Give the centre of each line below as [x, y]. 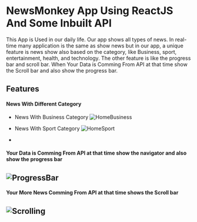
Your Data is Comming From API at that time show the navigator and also [96, 153]
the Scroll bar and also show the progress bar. [62, 70]
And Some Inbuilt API [59, 23]
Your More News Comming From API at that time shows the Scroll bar [92, 193]
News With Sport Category [47, 128]
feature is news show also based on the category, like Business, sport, [91, 52]
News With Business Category [51, 117]
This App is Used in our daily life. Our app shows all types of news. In [90, 39]
